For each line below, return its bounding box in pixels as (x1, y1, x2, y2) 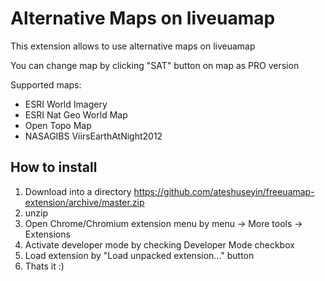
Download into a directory (24, 185, 132, 197)
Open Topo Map (24, 119, 92, 131)
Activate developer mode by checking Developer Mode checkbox (24, 238, 295, 251)
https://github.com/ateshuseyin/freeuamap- (133, 185, 315, 197)
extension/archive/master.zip (24, 196, 145, 208)
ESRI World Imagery (24, 98, 108, 110)
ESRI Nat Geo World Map (24, 108, 128, 121)
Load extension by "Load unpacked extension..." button (24, 249, 255, 261)
